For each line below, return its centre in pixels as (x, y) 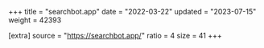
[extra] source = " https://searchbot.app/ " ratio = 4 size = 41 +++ (115, 36)
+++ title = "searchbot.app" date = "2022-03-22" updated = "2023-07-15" (132, 12)
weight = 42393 (35, 20)
